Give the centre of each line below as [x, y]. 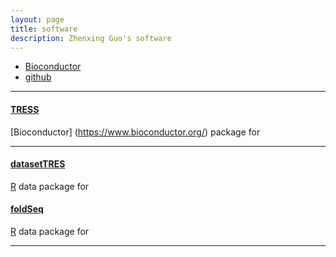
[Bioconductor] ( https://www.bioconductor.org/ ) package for [135, 132]
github [38, 77]
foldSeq [27, 209]
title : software [44, 29]
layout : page [37, 19]
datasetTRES [38, 164]
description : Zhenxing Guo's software [91, 38]
